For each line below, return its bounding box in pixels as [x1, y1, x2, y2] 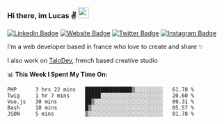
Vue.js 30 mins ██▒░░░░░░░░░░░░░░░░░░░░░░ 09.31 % [7, 98, 195, 105]
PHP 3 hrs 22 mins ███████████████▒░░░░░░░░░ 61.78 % [7, 87, 195, 94]
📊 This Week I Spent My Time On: [7, 70, 108, 79]
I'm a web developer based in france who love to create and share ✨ [7, 42, 204, 51]
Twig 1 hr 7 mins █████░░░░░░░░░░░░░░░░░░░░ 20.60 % [7, 92, 195, 100]
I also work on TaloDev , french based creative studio [7, 56, 158, 65]
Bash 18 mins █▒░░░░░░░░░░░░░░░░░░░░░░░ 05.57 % [7, 105, 195, 112]
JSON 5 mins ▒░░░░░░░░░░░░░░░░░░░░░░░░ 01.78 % [7, 111, 195, 118]
